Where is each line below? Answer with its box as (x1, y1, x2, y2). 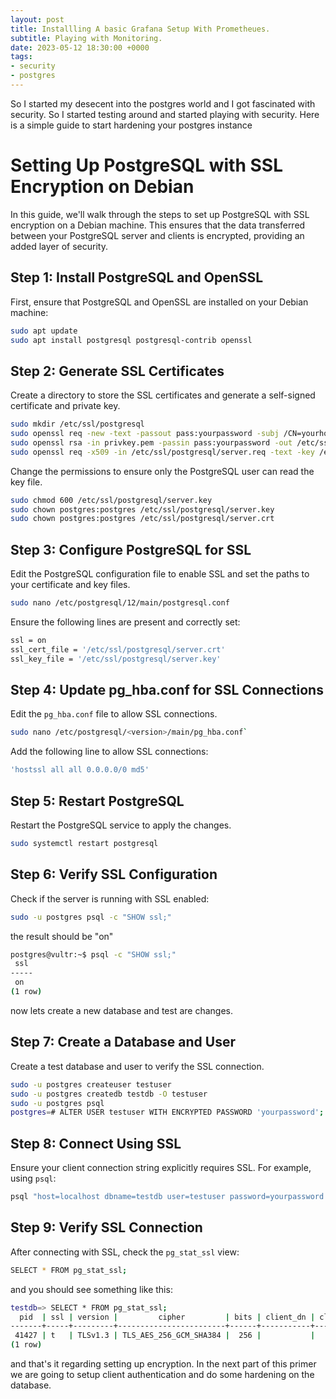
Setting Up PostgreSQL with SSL (10, 154, 283, 177)
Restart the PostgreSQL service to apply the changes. (10, 819, 232, 831)
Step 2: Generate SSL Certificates (10, 362, 225, 380)
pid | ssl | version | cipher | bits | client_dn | (19, 1312, 316, 1322)
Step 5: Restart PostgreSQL (10, 792, 185, 810)
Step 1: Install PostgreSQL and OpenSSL (10, 269, 264, 286)
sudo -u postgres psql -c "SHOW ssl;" (10, 912, 172, 922)
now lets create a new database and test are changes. (10, 1004, 233, 1016)
